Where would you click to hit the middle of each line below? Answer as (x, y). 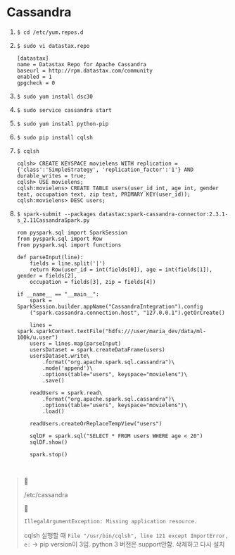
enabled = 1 (34, 77)
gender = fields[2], (47, 275)
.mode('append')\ (68, 368)
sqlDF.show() (49, 442)
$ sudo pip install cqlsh (55, 137)
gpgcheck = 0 (36, 83)
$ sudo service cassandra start (64, 110)
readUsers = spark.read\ (66, 393)
